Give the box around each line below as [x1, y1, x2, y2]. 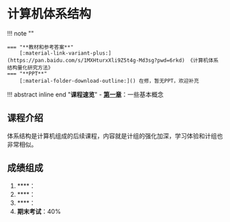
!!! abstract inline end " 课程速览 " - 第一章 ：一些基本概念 [7, 90, 164, 98]
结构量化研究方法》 [7, 64, 53, 71]
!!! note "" [7, 29, 34, 38]
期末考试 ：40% [16, 207, 62, 215]
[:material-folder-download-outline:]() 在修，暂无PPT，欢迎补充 [19, 77, 200, 84]
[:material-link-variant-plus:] [19, 49, 112, 57]
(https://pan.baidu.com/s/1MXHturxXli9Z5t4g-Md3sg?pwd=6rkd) [7, 57, 186, 64]
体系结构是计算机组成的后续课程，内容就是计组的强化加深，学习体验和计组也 [7, 131, 223, 140]
